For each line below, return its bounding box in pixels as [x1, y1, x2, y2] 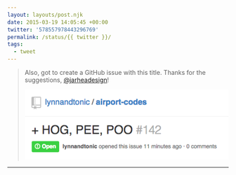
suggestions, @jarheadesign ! [24, 76, 110, 84]
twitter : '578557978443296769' [7, 26, 99, 33]
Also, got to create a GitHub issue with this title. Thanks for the [24, 69, 206, 76]
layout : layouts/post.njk [7, 11, 83, 18]
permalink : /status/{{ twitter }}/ [7, 34, 112, 41]
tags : [7, 41, 23, 48]
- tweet [13, 48, 37, 55]
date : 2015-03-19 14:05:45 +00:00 [7, 18, 109, 26]
